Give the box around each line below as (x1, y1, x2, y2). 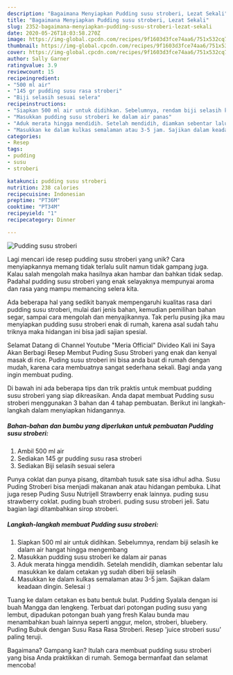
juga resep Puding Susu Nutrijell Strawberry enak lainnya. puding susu (7, 490, 209, 498)
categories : (7, 133, 42, 140)
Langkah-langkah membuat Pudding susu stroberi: (7, 520, 159, 528)
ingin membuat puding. (7, 370, 74, 378)
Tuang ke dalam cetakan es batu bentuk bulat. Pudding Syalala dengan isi (7, 595, 218, 604)
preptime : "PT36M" (7, 197, 60, 204)
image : (7, 36, 26, 43)
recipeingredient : (7, 74, 60, 82)
